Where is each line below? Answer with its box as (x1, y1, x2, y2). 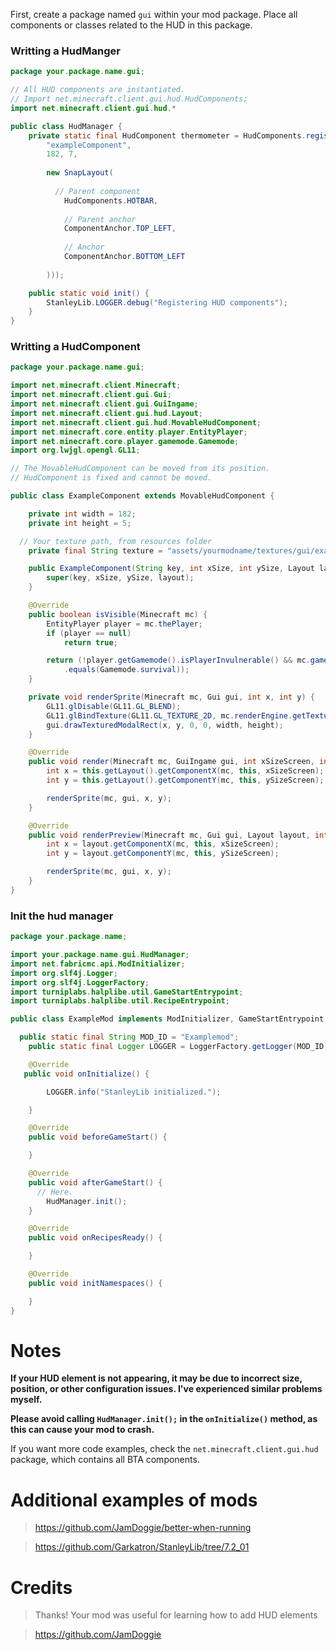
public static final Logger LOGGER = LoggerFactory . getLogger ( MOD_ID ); (28, 1042, 333, 1052)
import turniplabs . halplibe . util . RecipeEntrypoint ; (10, 996, 230, 1006)
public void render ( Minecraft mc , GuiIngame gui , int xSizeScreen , (28, 757, 315, 767)
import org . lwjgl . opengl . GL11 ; (10, 445, 141, 456)
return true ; (63, 637, 118, 648)
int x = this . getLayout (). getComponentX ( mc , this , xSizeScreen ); (46, 766, 325, 776)
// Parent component (54, 186, 141, 196)
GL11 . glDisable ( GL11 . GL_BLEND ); (46, 701, 182, 711)
